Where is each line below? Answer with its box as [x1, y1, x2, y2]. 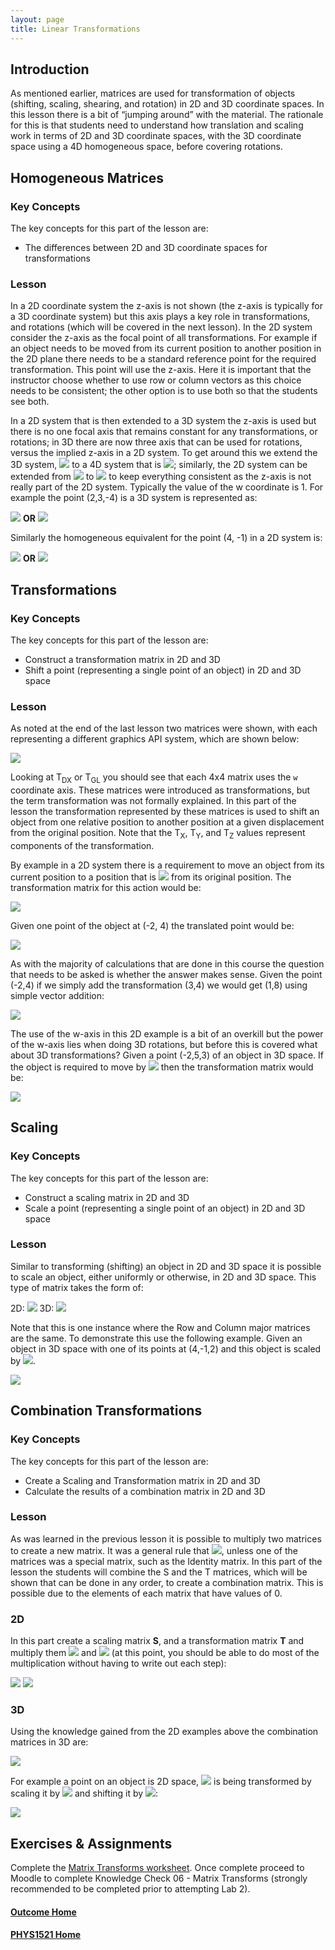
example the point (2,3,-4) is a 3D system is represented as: [10, 492, 258, 504]
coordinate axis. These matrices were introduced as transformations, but [10, 784, 311, 796]
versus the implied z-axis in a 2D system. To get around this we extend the [10, 447, 318, 459]
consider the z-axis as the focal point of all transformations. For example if [10, 332, 318, 344]
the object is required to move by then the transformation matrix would [10, 1061, 314, 1073]
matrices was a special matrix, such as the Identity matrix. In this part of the [10, 1555, 323, 1567]
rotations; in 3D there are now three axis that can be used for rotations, [10, 436, 303, 448]
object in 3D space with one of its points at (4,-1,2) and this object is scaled [10, 1342, 322, 1355]
